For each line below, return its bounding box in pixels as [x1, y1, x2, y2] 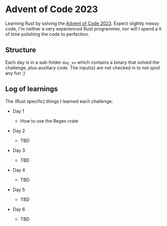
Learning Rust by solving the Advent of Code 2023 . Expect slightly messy [5, 20, 159, 26]
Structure [5, 46, 37, 54]
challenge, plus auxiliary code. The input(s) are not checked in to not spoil [5, 64, 160, 70]
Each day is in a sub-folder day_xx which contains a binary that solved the [5, 59, 160, 65]
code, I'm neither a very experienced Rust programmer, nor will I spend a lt [5, 25, 162, 31]
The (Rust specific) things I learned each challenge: [5, 98, 113, 104]
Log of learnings [5, 85, 58, 93]
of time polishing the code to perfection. [5, 31, 90, 37]
